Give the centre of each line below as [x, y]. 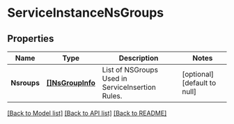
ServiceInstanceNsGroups [86, 13]
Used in [115, 78]
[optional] [198, 74]
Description [139, 58]
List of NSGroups [130, 70]
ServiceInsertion [129, 87]
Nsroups [25, 83]
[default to [199, 83]
